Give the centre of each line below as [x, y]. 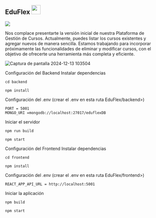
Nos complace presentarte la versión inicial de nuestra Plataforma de [75, 33]
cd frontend [17, 157]
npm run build [20, 131]
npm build [15, 202]
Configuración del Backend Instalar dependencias [56, 73]
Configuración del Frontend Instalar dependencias [56, 148]
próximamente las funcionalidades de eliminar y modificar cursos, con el [78, 48]
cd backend [16, 82]
